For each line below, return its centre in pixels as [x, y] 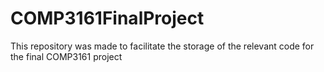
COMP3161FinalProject [107, 18]
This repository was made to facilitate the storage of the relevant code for [162, 46]
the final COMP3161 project [66, 56]
